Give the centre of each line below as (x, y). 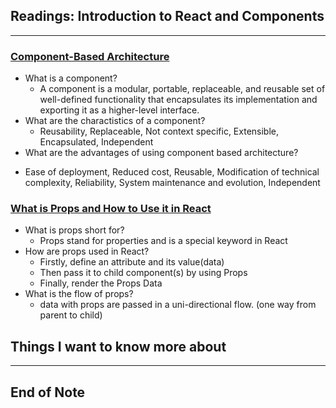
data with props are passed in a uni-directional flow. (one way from (178, 305)
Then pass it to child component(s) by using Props (143, 273)
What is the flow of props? (79, 294)
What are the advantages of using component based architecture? (161, 153)
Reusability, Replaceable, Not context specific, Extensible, (159, 131)
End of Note (48, 392)
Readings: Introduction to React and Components (167, 16)
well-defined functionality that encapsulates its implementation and (178, 100)
